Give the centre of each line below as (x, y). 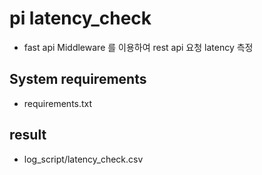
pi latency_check (80, 18)
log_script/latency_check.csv (83, 159)
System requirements (78, 79)
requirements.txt (58, 103)
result (28, 135)
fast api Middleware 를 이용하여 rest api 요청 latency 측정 (138, 47)
